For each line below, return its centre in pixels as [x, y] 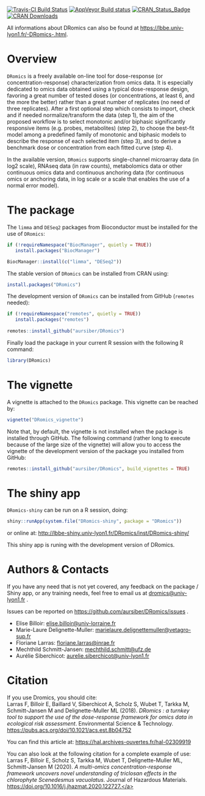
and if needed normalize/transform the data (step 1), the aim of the [91, 115]
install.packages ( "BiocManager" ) [57, 250]
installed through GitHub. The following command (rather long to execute [99, 438]
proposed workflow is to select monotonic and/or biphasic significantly [96, 121]
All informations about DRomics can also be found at [73, 28]
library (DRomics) [29, 360]
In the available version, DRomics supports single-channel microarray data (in [103, 159]
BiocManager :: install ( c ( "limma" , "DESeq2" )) [64, 261]
